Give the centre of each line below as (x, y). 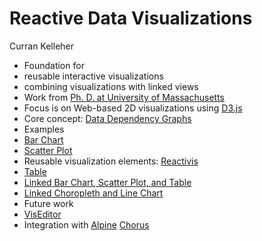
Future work (48, 203)
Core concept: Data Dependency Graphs (107, 118)
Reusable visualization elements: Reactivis (111, 161)
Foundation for (54, 65)
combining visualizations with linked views (111, 86)
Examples (44, 129)
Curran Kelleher (42, 46)
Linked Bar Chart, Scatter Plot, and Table (107, 182)
